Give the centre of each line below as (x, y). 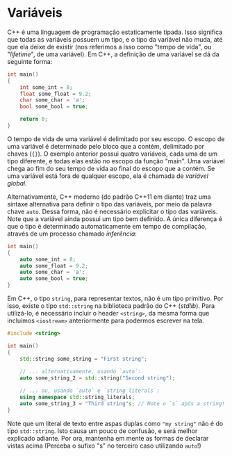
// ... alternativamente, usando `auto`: (80, 372)
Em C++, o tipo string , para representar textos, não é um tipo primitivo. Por (115, 299)
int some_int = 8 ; (46, 87)
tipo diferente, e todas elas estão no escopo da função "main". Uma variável (116, 161)
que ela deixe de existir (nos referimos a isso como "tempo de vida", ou (109, 47)
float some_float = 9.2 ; (56, 94)
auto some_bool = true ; (54, 279)
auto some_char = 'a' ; (52, 272)
